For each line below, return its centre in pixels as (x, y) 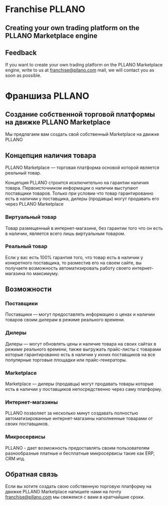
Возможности (28, 289)
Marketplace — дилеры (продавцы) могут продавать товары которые (79, 384)
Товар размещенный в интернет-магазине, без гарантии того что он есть (84, 228)
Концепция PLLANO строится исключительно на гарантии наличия (77, 183)
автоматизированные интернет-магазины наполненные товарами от (79, 418)
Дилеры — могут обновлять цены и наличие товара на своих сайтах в (81, 344)
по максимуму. (43, 273)
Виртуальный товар (31, 217)
